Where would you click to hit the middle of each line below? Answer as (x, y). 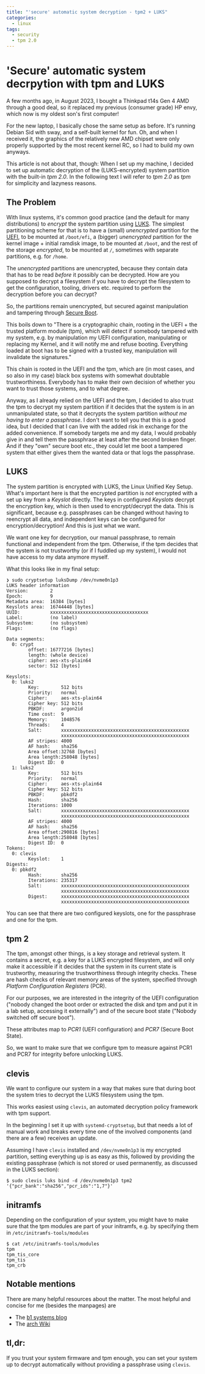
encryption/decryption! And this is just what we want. (74, 525)
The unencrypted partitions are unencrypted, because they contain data (97, 268)
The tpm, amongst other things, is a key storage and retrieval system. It (96, 954)
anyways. (18, 151)
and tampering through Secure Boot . (52, 313)
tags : (13, 29)
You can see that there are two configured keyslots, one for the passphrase (101, 913)
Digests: (17, 864)
